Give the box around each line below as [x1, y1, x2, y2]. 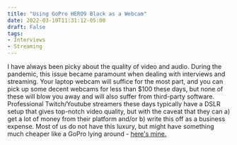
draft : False [7, 23, 46, 30]
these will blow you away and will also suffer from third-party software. [7, 92, 214, 101]
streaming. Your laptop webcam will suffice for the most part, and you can [7, 77, 224, 85]
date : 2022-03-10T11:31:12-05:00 [7, 17, 106, 24]
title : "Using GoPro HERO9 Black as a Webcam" [7, 10, 147, 18]
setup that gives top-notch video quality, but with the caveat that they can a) [7, 107, 231, 115]
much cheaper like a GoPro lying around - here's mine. [7, 130, 167, 138]
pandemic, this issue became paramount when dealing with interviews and [7, 70, 226, 78]
